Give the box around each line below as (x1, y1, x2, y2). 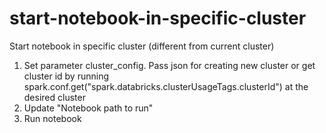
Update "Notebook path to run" (23, 102, 154, 114)
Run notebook (23, 112, 82, 124)
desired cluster (23, 91, 86, 103)
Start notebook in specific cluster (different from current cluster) (9, 40, 275, 52)
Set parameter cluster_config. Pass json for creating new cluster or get (23, 59, 316, 71)
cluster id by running (23, 70, 110, 82)
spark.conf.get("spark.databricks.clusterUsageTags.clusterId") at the (23, 80, 309, 92)
